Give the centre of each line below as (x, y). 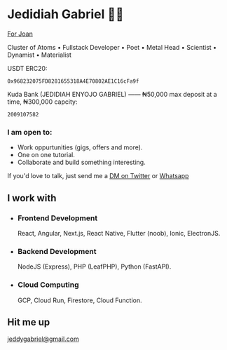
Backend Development (57, 251)
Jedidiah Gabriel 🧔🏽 (66, 14)
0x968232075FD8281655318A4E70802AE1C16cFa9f (73, 81)
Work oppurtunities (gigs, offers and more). (80, 147)
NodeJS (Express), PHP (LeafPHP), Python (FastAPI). (94, 267)
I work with (32, 198)
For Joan (20, 34)
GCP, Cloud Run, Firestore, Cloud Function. (80, 300)
